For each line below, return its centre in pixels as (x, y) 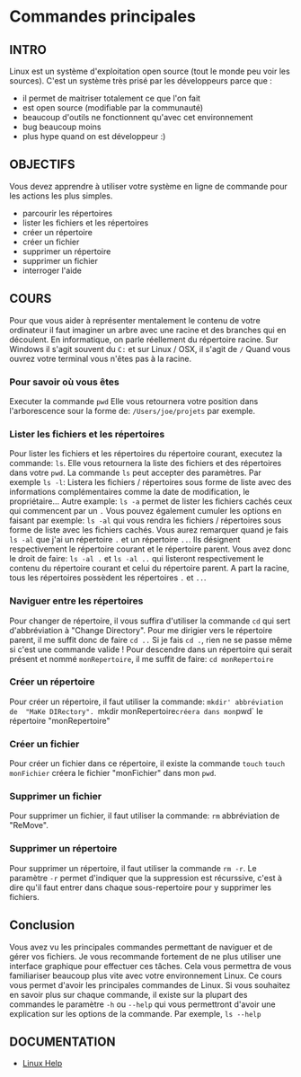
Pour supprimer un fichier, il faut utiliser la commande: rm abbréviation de (145, 816)
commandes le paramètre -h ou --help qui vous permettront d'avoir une (142, 1004)
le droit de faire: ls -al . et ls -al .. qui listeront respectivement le (137, 559)
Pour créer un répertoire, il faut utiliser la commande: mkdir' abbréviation (146, 702)
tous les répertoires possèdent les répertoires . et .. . (108, 578)
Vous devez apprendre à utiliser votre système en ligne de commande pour (148, 186)
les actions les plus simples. (61, 196)
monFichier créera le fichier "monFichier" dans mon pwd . (113, 773)
